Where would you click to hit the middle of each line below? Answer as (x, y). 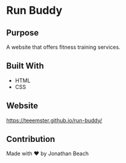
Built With (25, 66)
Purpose (23, 33)
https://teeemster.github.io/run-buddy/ (54, 120)
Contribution (31, 139)
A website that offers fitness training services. (63, 47)
